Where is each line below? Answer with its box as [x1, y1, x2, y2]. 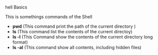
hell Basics [5, 4, 27, 10]
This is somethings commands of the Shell [5, 14, 93, 19]
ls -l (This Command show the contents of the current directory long [12, 34, 153, 40]
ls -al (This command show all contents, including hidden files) [12, 45, 142, 50]
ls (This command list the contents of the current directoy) [12, 29, 133, 34]
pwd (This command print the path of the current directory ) [12, 23, 136, 29]
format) [12, 39, 28, 45]
